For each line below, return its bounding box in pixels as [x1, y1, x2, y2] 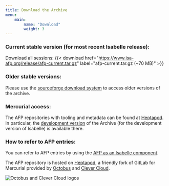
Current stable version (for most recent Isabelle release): [5, 43, 150, 51]
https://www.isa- [98, 55, 134, 61]
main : [14, 17, 27, 22]
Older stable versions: [5, 73, 62, 80]
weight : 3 [24, 27, 45, 32]
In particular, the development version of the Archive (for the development [5, 120, 162, 126]
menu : [5, 12, 17, 17]
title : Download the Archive [5, 7, 68, 13]
